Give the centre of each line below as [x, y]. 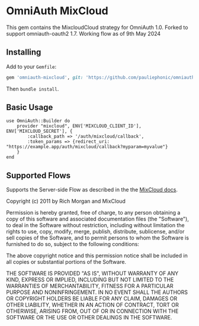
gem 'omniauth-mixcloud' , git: [45, 77]
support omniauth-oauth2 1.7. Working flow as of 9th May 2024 [84, 33]
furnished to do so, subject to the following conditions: [73, 244]
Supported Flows [38, 175]
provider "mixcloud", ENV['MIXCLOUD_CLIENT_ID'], [79, 126]
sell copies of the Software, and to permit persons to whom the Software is [98, 238]
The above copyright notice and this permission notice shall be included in [97, 255]
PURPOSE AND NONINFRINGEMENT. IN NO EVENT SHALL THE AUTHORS [97, 292]
